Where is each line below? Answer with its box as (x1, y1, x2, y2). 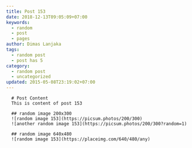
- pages (11, 36, 30, 42)
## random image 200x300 (11, 111, 72, 116)
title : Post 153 (6, 8, 46, 15)
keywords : (6, 19, 30, 25)
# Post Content (11, 95, 49, 101)
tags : (6, 47, 19, 53)
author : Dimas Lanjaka (6, 42, 61, 47)
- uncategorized (11, 74, 51, 80)
